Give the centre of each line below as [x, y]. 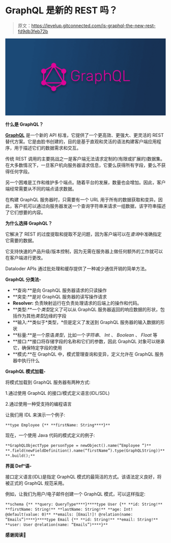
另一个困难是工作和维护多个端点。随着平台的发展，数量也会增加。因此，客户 [85, 182]
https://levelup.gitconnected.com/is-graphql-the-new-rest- [94, 26]
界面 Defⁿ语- [19, 466]
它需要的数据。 [21, 241]
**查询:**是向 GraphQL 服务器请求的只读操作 [60, 290]
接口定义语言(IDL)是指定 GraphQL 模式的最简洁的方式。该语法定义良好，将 [83, 477]
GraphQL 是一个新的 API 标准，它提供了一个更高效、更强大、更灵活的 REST [84, 135]
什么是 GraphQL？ [24, 124]
